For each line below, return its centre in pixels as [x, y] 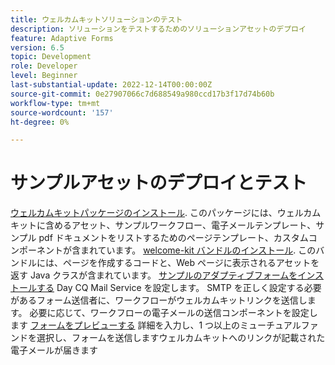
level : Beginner [44, 76]
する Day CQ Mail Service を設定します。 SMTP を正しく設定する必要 [179, 288]
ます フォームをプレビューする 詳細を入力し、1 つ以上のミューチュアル [156, 325]
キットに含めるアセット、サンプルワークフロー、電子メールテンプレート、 [163, 225]
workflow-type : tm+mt [55, 103]
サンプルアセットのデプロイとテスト [159, 183]
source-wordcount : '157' [62, 112]
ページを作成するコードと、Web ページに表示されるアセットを [191, 263]
